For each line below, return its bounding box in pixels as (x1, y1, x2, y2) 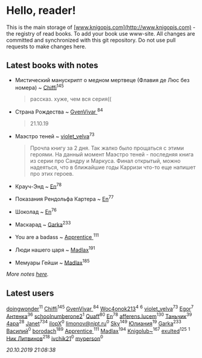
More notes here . (6, 270, 49, 278)
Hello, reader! (6, 4, 77, 18)
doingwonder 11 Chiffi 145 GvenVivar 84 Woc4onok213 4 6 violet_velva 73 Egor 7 (6, 304, 194, 312)
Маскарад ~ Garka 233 (14, 220, 71, 228)
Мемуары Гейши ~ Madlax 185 (14, 258, 90, 266)
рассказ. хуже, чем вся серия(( (30, 95, 112, 103)
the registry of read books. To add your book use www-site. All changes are (6, 30, 195, 37)
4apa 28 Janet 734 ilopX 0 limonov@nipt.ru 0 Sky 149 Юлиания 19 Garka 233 (6, 319, 182, 327)
